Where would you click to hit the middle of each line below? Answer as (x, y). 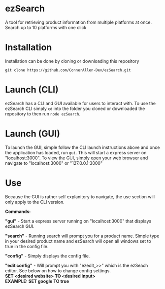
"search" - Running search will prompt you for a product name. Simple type (82, 236)
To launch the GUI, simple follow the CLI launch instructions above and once (82, 147)
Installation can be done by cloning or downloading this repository (72, 61)
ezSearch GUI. (20, 226)
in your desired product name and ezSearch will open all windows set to (78, 241)
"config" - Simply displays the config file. (48, 256)
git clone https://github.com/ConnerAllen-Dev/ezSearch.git (68, 70)
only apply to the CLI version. (35, 202)
